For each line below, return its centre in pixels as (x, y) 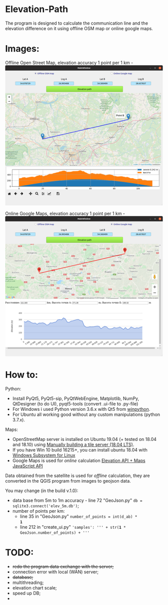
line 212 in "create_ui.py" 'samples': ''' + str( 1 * (73, 527)
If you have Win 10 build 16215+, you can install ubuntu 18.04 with (80, 449)
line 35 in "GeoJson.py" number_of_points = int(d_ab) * (78, 516)
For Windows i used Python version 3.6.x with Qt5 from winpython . (81, 409)
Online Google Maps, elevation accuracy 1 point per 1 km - (65, 213)
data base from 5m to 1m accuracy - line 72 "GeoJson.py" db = (77, 500)
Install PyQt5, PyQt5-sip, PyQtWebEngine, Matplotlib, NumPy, (76, 398)
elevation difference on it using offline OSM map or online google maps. (79, 28)
